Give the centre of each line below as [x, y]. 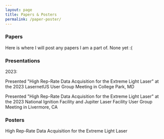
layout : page [19, 10]
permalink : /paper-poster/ [33, 19]
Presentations [23, 61]
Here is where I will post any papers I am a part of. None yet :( [69, 48]
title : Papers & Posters [31, 15]
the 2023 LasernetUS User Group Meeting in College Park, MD [70, 86]
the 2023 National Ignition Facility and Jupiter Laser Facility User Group [79, 101]
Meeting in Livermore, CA [31, 107]
